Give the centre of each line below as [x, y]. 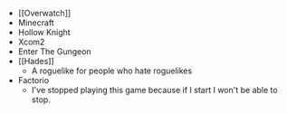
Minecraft [36, 23]
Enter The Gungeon [55, 52]
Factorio [33, 80]
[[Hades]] [36, 61]
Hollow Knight [44, 32]
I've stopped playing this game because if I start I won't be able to [154, 90]
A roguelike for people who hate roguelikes [112, 71]
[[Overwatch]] [44, 13]
